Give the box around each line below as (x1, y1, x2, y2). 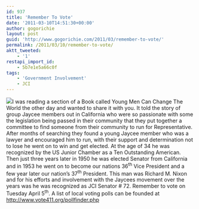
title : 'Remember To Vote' (6, 14, 74, 20)
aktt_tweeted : (6, 48, 42, 54)
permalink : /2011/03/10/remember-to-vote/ (6, 42, 114, 48)
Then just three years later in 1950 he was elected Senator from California (6, 155, 188, 162)
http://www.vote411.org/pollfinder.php (6, 196, 100, 203)
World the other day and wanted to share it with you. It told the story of (6, 105, 181, 111)
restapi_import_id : (6, 59, 55, 64)
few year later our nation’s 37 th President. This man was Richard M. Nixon (6, 168, 187, 177)
